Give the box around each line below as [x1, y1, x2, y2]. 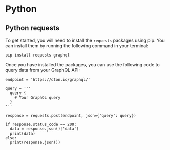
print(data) [10, 131, 36, 136]
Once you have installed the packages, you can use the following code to [5, 62, 160, 67]
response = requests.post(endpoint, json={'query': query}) [5, 113, 137, 118]
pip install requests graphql [5, 52, 70, 58]
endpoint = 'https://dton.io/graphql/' [5, 77, 91, 82]
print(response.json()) [10, 140, 60, 145]
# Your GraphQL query [14, 95, 60, 100]
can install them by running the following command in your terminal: [5, 43, 148, 49]
